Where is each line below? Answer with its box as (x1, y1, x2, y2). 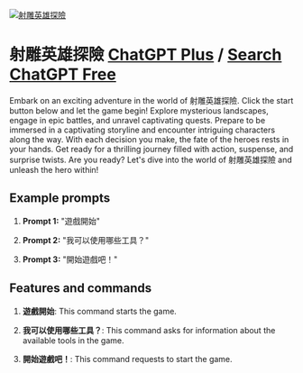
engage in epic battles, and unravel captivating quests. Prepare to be (9, 114, 266, 125)
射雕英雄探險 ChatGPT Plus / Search (9, 45, 282, 65)
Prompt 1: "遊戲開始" (22, 215, 101, 226)
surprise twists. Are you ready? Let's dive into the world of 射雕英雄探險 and (9, 154, 293, 165)
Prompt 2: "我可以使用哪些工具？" (22, 234, 150, 245)
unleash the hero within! (9, 164, 99, 175)
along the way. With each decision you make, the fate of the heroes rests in (9, 133, 289, 144)
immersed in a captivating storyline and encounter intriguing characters (9, 124, 276, 135)
